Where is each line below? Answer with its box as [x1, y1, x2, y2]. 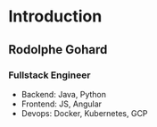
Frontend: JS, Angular [21, 98, 103, 109]
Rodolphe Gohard [8, 42, 108, 57]
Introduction [8, 6, 103, 27]
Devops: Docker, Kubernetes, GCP [21, 107, 148, 118]
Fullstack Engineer [8, 69, 91, 81]
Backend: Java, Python [21, 89, 106, 99]
